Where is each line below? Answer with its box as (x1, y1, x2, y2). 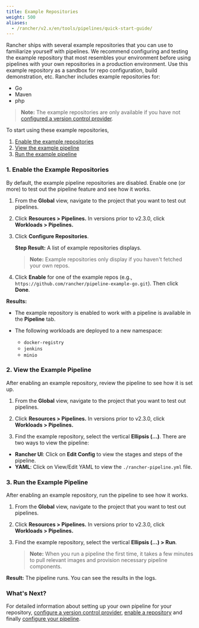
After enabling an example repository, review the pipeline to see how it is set (6, 379, 193, 386)
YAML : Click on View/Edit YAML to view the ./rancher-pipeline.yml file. (14, 463, 192, 470)
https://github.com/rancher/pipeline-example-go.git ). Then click (14, 280, 178, 287)
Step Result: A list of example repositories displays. (14, 244, 141, 251)
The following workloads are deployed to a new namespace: (14, 327, 163, 334)
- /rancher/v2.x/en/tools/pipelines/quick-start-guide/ (11, 25, 153, 31)
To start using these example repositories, (6, 127, 109, 134)
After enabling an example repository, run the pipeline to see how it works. (6, 491, 188, 499)
